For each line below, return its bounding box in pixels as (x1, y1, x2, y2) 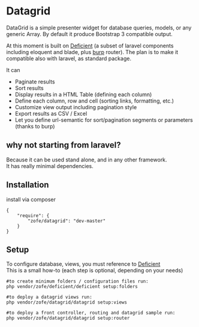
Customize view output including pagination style (14, 103, 137, 110)
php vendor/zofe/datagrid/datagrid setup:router (6, 315, 130, 322)
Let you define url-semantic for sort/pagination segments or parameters (14, 116, 193, 124)
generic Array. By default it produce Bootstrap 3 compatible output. (6, 30, 173, 37)
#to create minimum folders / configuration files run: (6, 278, 149, 284)
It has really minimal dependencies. (6, 162, 94, 169)
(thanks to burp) (14, 122, 55, 130)
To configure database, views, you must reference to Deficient (6, 260, 161, 268)
